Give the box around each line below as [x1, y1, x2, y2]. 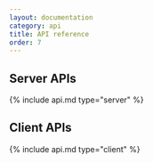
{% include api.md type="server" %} [9, 94, 144, 105]
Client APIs [9, 120, 73, 135]
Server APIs [9, 70, 77, 86]
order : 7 [9, 37, 42, 47]
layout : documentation [9, 12, 93, 22]
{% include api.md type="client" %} [9, 143, 141, 154]
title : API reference [9, 29, 90, 38]
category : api [9, 21, 62, 30]
